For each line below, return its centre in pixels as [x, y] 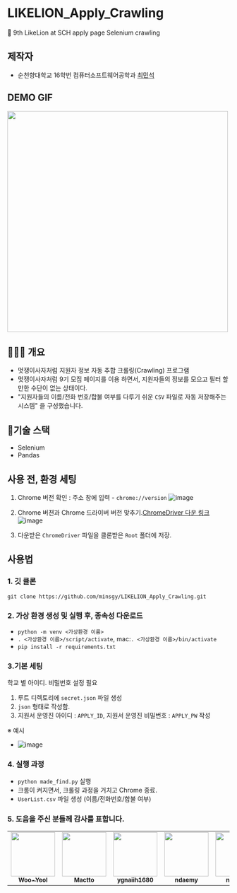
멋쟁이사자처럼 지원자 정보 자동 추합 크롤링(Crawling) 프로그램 [103, 370]
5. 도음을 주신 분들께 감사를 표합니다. [66, 819]
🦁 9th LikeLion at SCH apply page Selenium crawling [84, 33]
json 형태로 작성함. [44, 707]
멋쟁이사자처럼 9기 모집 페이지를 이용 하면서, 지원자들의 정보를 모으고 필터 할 [123, 379]
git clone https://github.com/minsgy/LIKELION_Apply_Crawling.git [107, 596]
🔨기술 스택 [29, 430]
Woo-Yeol [33, 880]
